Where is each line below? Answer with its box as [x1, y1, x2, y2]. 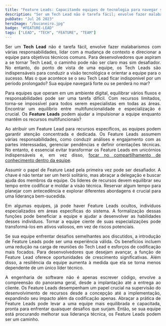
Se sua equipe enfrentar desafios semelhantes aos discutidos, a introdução [5, 233, 161, 239]
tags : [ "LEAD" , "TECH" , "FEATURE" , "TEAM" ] [5, 30, 96, 35]
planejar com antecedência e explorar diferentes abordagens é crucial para [5, 188, 161, 194]
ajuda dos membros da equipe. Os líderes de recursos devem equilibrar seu [5, 177, 161, 183]
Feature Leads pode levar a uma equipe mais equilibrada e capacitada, [5, 301, 161, 306]
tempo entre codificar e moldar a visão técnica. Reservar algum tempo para [5, 183, 161, 188]
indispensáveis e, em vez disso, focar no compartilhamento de [5, 152, 161, 158]
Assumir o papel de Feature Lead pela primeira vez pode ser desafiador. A [5, 167, 161, 173]
